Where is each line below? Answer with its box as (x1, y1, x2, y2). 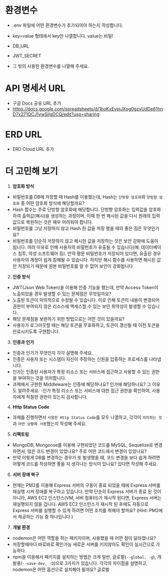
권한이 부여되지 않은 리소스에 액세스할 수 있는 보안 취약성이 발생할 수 (12, 303, 146, 309)
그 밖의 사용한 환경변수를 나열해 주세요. (12, 63, 89, 69)
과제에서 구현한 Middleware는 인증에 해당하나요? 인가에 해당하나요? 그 (12, 381, 151, 387)
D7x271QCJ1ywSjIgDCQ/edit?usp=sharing (12, 111, 100, 117)
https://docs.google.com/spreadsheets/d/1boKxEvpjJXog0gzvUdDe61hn (12, 106, 163, 112)
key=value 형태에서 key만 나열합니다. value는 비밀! (12, 33, 114, 39)
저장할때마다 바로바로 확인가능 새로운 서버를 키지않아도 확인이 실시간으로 (12, 541, 155, 547)
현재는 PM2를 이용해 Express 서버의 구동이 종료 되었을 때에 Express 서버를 (12, 482, 160, 488)
